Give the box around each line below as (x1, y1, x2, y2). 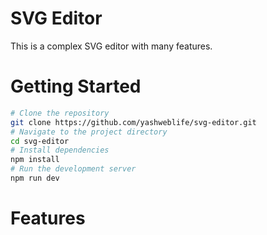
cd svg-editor (10, 136, 70, 146)
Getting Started (10, 75, 142, 98)
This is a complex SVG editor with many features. (10, 40, 213, 52)
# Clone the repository (10, 108, 110, 118)
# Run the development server (10, 164, 137, 174)
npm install (10, 155, 60, 165)
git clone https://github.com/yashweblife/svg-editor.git (10, 117, 257, 127)
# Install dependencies (10, 145, 110, 156)
